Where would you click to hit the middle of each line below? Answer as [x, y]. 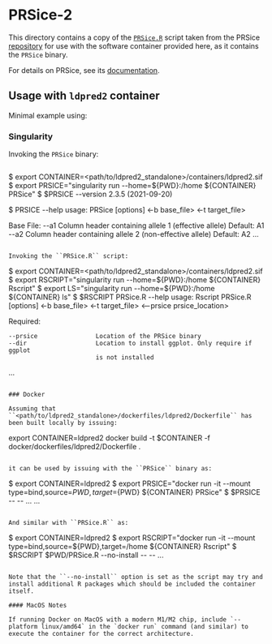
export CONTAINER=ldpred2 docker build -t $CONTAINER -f [110, 438]
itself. [22, 591]
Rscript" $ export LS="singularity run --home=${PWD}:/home [112, 289]
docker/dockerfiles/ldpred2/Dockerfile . [75, 447]
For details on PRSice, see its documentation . [84, 70]
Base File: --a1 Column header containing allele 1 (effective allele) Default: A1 [136, 225]
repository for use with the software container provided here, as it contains [134, 45]
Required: [25, 321]
